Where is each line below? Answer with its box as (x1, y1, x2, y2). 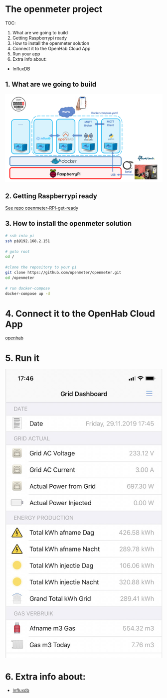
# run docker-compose (5, 285, 50, 291)
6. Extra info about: (5, 671, 86, 682)
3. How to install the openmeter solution (5, 219, 132, 228)
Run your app (12, 51, 40, 57)
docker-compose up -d (5, 291, 50, 296)
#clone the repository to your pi (5, 265, 77, 270)
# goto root (5, 249, 30, 254)
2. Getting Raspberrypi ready (5, 192, 97, 200)
